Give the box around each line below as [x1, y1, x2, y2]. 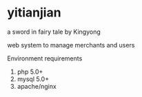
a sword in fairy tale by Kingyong [7, 28, 101, 36]
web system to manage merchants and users [7, 41, 135, 49]
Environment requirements [7, 54, 83, 63]
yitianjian [7, 5, 61, 21]
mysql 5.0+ [17, 74, 50, 83]
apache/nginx [17, 82, 57, 90]
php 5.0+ [17, 67, 43, 76]
